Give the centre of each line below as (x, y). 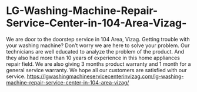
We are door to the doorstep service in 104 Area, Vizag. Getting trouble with (98, 39)
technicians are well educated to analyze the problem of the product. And (95, 51)
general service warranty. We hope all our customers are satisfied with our (96, 70)
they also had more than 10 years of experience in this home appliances (93, 58)
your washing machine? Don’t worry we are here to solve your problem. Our (98, 45)
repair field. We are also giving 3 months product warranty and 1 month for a (98, 64)
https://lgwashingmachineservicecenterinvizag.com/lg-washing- (105, 76)
